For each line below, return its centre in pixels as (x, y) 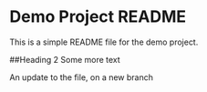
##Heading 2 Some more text (65, 59)
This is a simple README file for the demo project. (104, 42)
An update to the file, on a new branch (81, 77)
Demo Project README (98, 17)
